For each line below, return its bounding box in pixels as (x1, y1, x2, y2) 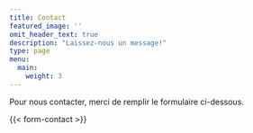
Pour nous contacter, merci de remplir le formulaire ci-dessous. (9, 96, 245, 107)
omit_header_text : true (9, 30, 99, 39)
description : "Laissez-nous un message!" (9, 38, 167, 48)
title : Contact (9, 13, 67, 22)
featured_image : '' (9, 22, 83, 31)
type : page (9, 47, 50, 56)
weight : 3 (25, 72, 63, 81)
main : (17, 64, 39, 73)
